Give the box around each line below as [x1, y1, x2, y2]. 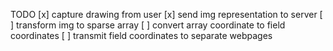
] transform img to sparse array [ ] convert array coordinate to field [10, 19, 286, 31]
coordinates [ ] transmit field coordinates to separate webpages [10, 30, 273, 41]
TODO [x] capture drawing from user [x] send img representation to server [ [10, 9, 323, 20]
